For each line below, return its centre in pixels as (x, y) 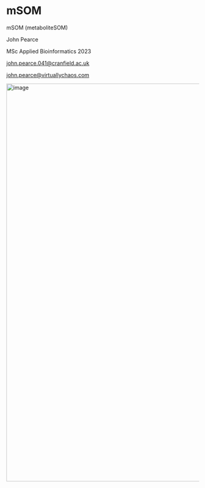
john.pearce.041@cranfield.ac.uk (48, 63)
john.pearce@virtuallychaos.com (48, 75)
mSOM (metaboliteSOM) (37, 28)
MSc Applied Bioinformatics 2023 (49, 51)
